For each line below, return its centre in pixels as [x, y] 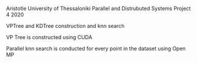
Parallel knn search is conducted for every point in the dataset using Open [96, 48]
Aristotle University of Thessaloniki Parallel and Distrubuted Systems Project [98, 8]
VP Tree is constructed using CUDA [49, 37]
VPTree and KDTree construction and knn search [65, 26]
